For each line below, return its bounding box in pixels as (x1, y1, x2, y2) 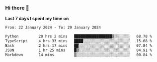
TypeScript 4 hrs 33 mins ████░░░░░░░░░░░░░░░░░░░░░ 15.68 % (5, 39, 153, 44)
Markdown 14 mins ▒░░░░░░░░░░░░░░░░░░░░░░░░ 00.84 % (5, 52, 153, 57)
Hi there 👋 (5, 4, 30, 11)
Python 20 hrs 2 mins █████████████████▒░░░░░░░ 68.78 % (5, 34, 153, 39)
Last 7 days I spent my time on (5, 16, 69, 22)
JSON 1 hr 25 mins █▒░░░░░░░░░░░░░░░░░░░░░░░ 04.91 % (5, 48, 153, 53)
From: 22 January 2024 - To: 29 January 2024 (5, 25, 101, 30)
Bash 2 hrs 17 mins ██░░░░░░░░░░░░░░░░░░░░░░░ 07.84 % (5, 43, 153, 48)
